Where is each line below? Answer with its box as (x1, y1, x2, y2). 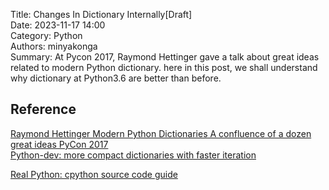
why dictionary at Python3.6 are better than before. (10, 72, 222, 84)
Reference (10, 101, 77, 118)
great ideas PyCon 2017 (10, 138, 109, 150)
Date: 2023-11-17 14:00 (10, 19, 106, 31)
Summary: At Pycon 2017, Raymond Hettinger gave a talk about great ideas (10, 51, 320, 63)
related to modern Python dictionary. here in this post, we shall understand (10, 62, 318, 73)
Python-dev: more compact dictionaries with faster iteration (10, 149, 257, 161)
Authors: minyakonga (10, 40, 98, 52)
